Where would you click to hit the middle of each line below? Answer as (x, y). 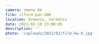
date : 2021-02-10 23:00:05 (34, 24)
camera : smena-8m (24, 10)
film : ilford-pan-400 (28, 15)
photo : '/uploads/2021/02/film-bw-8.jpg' (50, 33)
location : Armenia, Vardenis (36, 19)
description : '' (22, 29)
